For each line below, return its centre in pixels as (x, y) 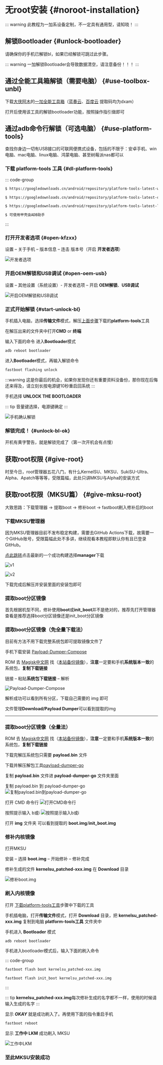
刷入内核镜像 (20, 894)
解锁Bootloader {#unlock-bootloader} (63, 41)
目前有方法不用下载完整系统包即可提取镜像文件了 (54, 641)
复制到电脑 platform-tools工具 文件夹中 (62, 921)
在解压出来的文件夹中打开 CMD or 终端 (43, 331)
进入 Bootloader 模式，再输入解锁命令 (42, 361)
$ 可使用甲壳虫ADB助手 (25, 215)
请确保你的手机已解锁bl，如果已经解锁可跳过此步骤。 (58, 54)
